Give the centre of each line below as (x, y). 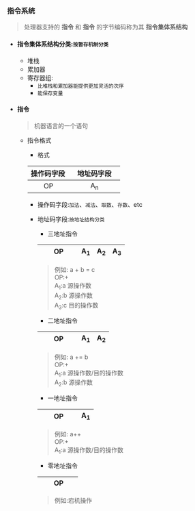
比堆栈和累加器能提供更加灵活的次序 (80, 86)
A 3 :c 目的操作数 (76, 306)
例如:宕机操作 (73, 501)
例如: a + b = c (75, 270)
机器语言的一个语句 (61, 125)
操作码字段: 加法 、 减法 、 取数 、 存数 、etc (90, 204)
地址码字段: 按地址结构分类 (71, 219)
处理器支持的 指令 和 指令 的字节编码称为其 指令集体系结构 (106, 27)
